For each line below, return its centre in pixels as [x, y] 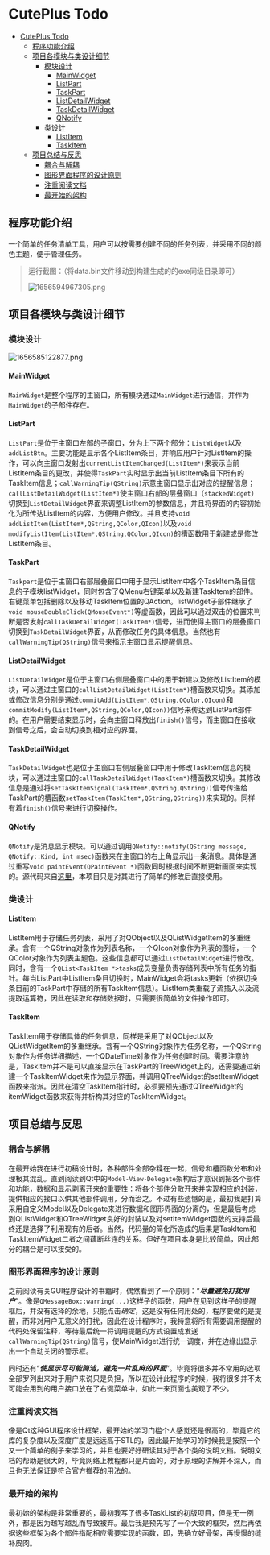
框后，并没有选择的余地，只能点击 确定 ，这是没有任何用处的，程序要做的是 [131, 1311]
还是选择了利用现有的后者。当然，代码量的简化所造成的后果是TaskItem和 [136, 1229]
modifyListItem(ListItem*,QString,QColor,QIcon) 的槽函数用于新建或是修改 [133, 533]
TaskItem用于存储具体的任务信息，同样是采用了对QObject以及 [111, 1035]
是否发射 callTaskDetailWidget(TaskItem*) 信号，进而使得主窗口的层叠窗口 [138, 622]
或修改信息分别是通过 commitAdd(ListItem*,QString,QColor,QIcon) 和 [121, 700]
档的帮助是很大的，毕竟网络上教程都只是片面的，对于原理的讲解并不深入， [131, 1461]
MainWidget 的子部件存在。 [51, 404]
